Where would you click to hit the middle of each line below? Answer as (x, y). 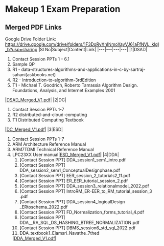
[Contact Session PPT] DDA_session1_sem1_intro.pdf (73, 160)
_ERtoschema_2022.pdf (43, 207)
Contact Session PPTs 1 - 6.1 (41, 59)
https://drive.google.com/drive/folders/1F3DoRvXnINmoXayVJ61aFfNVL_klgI (82, 44)
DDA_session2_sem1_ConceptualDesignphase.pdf (70, 170)
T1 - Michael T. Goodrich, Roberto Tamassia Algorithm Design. (75, 85)
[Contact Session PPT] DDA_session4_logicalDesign (72, 202)
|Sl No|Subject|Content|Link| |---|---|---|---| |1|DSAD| (93, 49)
